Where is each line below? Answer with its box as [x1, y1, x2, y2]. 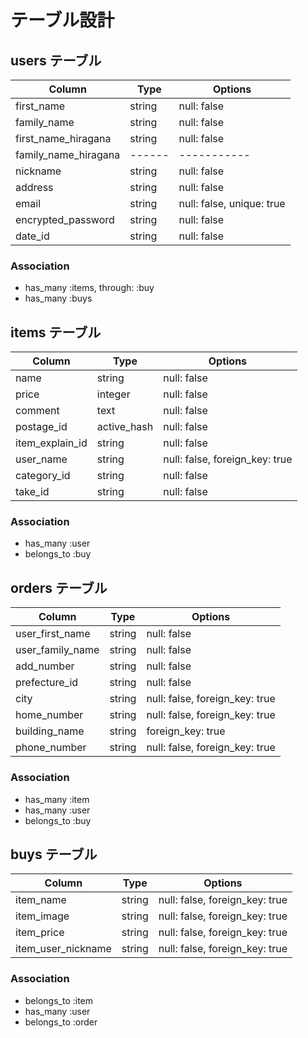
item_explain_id [15, 436, 88, 450]
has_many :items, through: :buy [24, 282, 155, 294]
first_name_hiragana [15, 132, 112, 145]
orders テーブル [10, 579, 108, 596]
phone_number [15, 741, 87, 755]
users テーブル [10, 52, 102, 69]
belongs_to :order [24, 1016, 98, 1028]
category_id [15, 469, 71, 483]
